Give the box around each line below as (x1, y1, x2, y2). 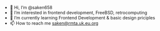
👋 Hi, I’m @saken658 (9, 5, 53, 10)
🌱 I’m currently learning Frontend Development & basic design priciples (9, 15, 155, 20)
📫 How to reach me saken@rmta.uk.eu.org (9, 20, 99, 26)
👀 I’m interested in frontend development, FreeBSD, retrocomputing (9, 10, 148, 15)
